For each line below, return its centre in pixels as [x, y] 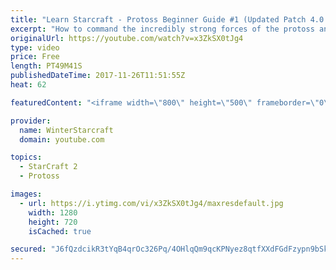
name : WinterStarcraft [66, 130]
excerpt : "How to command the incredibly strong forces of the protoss [162, 29]
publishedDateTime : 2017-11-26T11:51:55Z [98, 76]
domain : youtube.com [62, 139]
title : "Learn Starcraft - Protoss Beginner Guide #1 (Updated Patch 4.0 [167, 19]
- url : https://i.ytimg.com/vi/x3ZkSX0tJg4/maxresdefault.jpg [151, 203]
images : [26, 194]
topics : [26, 157]
